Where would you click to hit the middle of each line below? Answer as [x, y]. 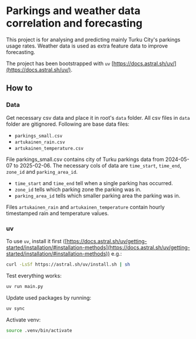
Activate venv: [24, 320]
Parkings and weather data [73, 11]
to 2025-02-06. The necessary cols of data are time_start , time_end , [98, 165]
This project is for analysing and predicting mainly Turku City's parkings [93, 39]
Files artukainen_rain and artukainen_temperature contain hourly [85, 207]
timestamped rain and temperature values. [57, 213]
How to [19, 88]
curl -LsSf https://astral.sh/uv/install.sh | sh [68, 264]
